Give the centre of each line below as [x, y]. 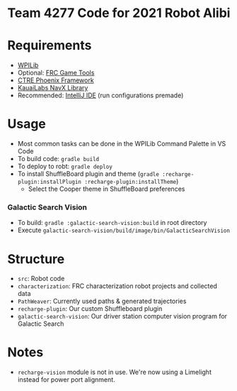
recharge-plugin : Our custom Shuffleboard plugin [90, 309]
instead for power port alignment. [66, 380]
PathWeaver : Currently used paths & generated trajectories [102, 301]
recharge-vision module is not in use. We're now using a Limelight [115, 372]
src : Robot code [41, 279]
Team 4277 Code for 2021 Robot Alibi [119, 13]
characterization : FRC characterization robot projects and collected [117, 286]
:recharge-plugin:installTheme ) [132, 182]
